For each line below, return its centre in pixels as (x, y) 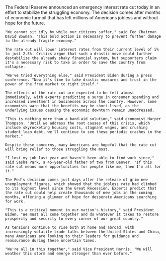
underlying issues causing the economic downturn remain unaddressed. (80, 110)
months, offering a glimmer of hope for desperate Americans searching (81, 197)
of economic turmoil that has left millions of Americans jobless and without (82, 18)
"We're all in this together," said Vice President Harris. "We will (79, 249)
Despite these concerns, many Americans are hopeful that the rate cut (81, 145)
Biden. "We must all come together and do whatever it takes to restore (82, 214)
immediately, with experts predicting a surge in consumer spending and (82, 97)
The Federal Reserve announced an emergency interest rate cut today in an (83, 7)
